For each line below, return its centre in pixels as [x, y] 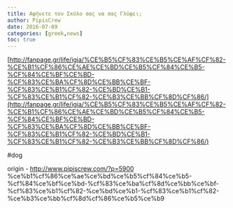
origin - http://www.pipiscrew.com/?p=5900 [71, 169]
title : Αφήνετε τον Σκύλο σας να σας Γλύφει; [75, 14]
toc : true [22, 40]
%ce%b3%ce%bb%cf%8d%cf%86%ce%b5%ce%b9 [86, 199]
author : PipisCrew [34, 20]
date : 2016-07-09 [33, 27]
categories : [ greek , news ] [45, 33]
